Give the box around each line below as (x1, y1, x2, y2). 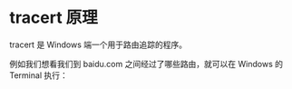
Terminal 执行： (9, 69, 68, 81)
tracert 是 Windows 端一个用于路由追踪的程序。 (9, 39, 188, 50)
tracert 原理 (9, 7, 98, 28)
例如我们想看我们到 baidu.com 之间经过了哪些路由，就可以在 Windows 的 (9, 58, 284, 69)
